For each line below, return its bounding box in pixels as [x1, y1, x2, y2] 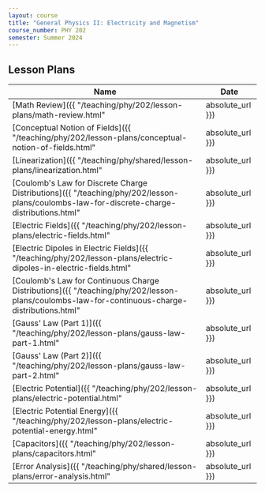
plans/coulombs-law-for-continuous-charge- [12, 295, 188, 306]
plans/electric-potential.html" [12, 392, 122, 404]
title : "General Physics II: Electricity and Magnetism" [8, 19, 200, 27]
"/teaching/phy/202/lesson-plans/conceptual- [12, 132, 188, 143]
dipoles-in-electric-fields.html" [12, 262, 132, 273]
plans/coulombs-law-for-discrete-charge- [12, 197, 177, 208]
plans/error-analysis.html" [12, 471, 111, 482]
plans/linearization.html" [12, 165, 103, 176]
